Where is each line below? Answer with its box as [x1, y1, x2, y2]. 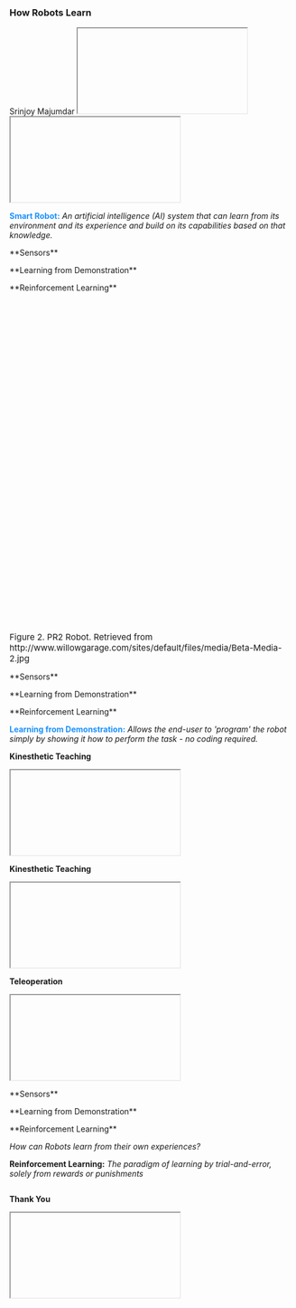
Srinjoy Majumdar [9, 106, 75, 117]
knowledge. [9, 230, 53, 241]
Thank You [9, 1194, 51, 1205]
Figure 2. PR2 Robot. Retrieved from [9, 631, 153, 643]
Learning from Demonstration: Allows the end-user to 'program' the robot [9, 724, 287, 735]
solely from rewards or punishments [9, 1169, 144, 1180]
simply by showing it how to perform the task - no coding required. [9, 734, 259, 744]
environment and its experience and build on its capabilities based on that [9, 220, 286, 232]
